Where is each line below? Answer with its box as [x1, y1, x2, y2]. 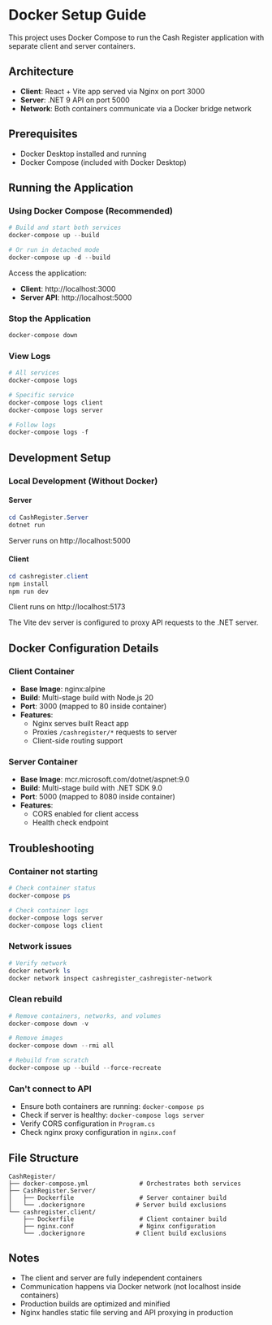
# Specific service [8, 391, 75, 399]
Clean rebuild [8, 994, 63, 1005]
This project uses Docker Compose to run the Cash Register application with [8, 32, 265, 42]
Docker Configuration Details [8, 641, 159, 655]
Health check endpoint [32, 818, 109, 828]
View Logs [8, 350, 51, 362]
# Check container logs [8, 906, 89, 915]
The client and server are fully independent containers [19, 1273, 203, 1283]
